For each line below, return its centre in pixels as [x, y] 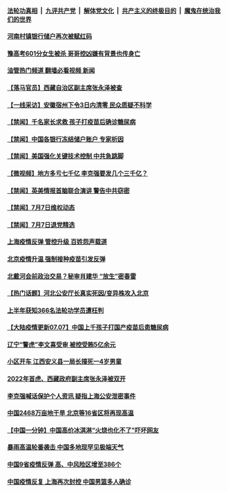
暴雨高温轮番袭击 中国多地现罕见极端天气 [66, 447]
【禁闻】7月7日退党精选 [41, 224]
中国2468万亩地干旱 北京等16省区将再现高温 [70, 413]
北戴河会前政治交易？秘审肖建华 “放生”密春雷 [72, 276]
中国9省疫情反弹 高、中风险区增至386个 [64, 464]
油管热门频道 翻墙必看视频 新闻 [51, 71]
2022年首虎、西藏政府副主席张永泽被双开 [66, 379]
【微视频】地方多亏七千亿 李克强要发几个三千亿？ [78, 173]
